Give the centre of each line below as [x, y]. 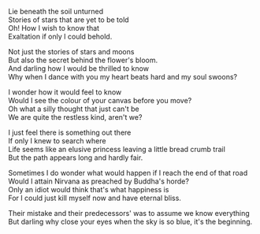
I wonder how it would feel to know [65, 92]
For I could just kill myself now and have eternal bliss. [95, 198]
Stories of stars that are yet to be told [69, 20]
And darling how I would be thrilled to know [79, 69]
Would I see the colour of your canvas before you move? [100, 100]
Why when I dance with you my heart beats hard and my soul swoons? [123, 77]
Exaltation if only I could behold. [60, 36]
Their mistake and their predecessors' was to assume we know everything [129, 213]
